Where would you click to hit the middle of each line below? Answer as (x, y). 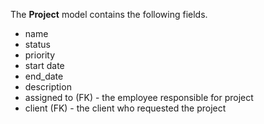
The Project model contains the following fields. (109, 14)
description (48, 87)
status (37, 44)
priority (40, 55)
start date (44, 65)
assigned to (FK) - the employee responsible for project (139, 97)
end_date (44, 76)
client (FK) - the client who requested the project (125, 108)
